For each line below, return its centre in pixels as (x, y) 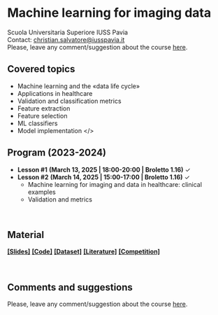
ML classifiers (37, 123)
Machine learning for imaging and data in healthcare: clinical (115, 184)
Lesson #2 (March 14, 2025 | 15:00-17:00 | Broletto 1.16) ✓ (103, 177)
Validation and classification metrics (69, 101)
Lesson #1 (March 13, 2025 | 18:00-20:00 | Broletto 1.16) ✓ (104, 169)
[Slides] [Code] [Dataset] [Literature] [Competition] (84, 252)
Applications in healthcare (55, 93)
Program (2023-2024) (57, 153)
